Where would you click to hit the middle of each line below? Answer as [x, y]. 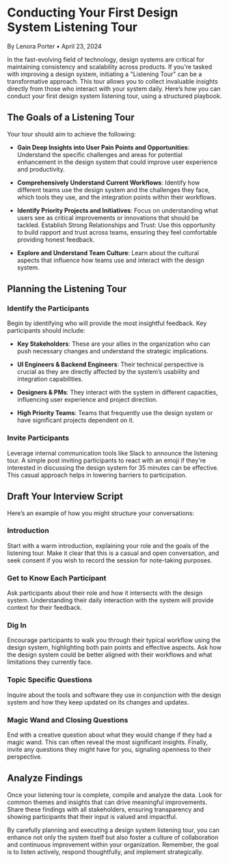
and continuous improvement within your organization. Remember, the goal [113, 844]
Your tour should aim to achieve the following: [71, 134]
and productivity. [41, 169]
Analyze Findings [45, 778]
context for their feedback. [45, 608]
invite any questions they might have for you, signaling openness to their [109, 750]
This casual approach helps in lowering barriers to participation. [97, 475]
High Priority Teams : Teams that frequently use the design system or [115, 413]
